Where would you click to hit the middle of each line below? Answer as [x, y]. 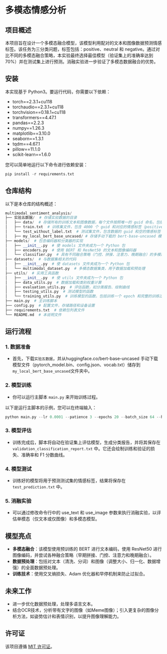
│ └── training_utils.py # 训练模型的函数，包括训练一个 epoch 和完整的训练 [82, 296]
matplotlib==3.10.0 [31, 133]
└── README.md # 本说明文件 [34, 315]
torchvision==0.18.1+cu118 [39, 112]
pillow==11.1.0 [26, 149]
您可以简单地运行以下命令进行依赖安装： [46, 164]
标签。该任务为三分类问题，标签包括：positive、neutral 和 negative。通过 [80, 49]
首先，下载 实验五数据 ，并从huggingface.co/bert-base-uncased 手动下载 [85, 359]
